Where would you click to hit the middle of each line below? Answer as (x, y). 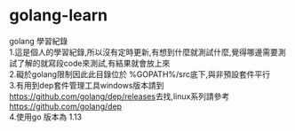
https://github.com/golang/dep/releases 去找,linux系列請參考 (120, 96)
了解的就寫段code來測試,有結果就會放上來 (93, 63)
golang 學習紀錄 (39, 41)
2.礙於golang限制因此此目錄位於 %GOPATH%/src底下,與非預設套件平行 (140, 74)
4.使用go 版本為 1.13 (46, 117)
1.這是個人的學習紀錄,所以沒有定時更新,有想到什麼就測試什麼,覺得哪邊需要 (144, 52)
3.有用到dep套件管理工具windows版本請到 (87, 85)
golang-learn (59, 15)
